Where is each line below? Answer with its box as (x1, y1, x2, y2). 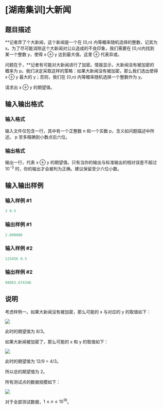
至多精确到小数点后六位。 (18, 134, 70, 140)
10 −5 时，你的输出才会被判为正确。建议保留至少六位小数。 (5, 164, 122, 171)
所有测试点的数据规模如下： (5, 379, 61, 385)
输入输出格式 (5, 100, 44, 108)
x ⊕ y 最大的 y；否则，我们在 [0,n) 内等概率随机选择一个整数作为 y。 (5, 74, 145, 80)
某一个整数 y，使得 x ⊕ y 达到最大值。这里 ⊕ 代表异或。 (5, 52, 122, 57)
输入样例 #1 (5, 197, 32, 204)
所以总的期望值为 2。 (5, 368, 48, 374)
